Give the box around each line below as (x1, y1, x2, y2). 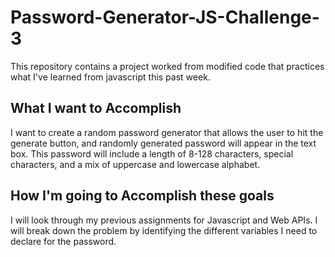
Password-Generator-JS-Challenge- (10, 6, 320, 29)
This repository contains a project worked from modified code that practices (10, 60, 325, 72)
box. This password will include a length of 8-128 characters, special (10, 147, 294, 160)
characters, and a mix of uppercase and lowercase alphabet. (10, 158, 261, 170)
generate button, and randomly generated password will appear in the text (10, 137, 317, 149)
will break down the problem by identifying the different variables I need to (10, 224, 318, 236)
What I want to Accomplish (10, 100, 182, 117)
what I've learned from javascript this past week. (10, 71, 211, 83)
